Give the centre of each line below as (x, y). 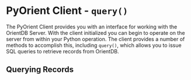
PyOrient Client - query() (67, 11)
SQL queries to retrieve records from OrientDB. (62, 51)
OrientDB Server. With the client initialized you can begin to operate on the (95, 32)
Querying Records (40, 70)
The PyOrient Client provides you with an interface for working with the (92, 27)
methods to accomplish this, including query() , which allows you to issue (94, 45)
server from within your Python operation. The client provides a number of (95, 39)
